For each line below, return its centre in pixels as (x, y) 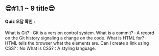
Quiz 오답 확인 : (20, 21)
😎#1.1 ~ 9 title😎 (30, 9)
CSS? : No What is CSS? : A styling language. (51, 48)
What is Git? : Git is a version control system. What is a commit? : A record (80, 33)
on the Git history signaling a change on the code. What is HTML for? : (76, 38)
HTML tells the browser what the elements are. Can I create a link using (77, 43)
